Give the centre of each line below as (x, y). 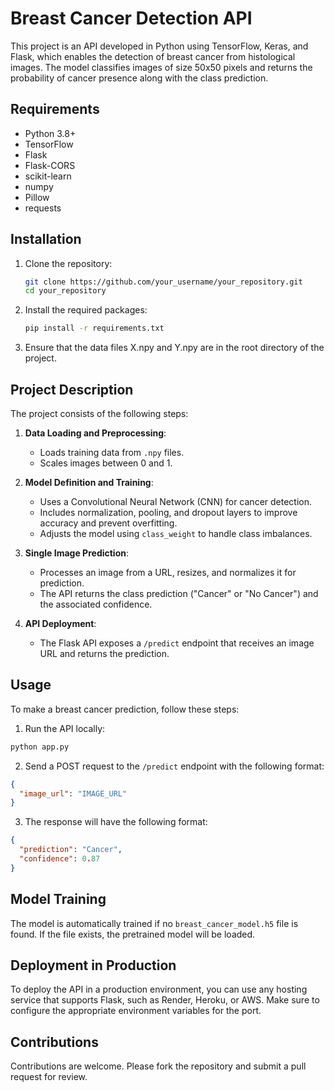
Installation (46, 239)
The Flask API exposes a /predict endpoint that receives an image (177, 643)
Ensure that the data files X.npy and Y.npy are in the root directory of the (174, 348)
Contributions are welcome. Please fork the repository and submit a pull (158, 1066)
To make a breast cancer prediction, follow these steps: (125, 709)
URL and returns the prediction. (104, 653)
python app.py (40, 747)
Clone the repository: (68, 263)
